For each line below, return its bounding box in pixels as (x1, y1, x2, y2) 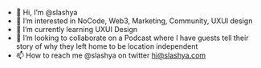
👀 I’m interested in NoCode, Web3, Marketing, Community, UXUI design (15, 16, 253, 26)
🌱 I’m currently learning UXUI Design (15, 25, 138, 34)
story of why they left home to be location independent (15, 42, 198, 51)
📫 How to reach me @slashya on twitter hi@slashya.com (15, 50, 206, 60)
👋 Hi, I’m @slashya (15, 8, 78, 17)
